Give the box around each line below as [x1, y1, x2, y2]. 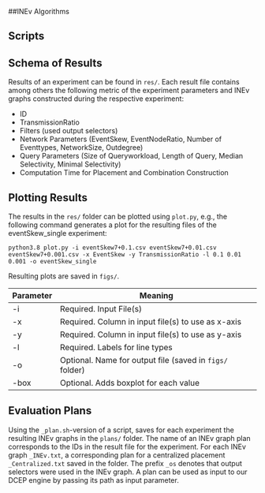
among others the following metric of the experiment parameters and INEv [8, 86, 250, 95]
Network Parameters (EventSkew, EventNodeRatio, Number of [19, 134, 222, 144]
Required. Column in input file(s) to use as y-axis [59, 329, 242, 340]
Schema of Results [8, 56, 103, 69]
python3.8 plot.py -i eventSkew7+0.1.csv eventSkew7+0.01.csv [8, 244, 217, 252]
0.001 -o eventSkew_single [8, 258, 97, 266]
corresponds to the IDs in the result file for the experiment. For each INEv [8, 442, 247, 451]
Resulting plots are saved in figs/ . [8, 271, 120, 281]
